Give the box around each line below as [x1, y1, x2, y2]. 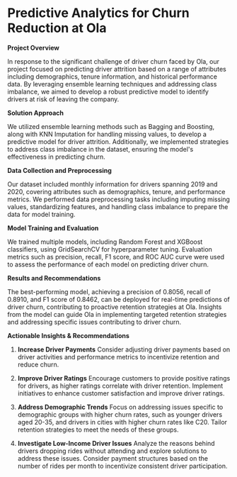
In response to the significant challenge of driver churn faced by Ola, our [7, 57, 220, 65]
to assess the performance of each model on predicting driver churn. [7, 260, 209, 269]
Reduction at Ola [7, 20, 107, 36]
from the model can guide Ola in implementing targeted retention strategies [7, 310, 227, 318]
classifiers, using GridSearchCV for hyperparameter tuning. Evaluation [7, 245, 212, 253]
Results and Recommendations [7, 274, 101, 282]
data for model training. [7, 210, 76, 218]
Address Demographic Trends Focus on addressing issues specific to [17, 403, 224, 411]
